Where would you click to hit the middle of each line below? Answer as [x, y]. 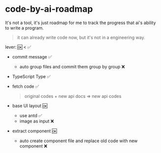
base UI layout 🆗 [30, 106]
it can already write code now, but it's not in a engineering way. [81, 37]
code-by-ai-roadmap [49, 9]
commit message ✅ [32, 57]
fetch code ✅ [26, 86]
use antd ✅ [31, 115]
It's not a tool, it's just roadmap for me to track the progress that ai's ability [80, 23]
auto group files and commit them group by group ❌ [72, 66]
